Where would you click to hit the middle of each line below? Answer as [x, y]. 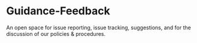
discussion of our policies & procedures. [56, 33]
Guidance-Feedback [58, 11]
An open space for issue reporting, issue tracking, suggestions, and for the [99, 27]
